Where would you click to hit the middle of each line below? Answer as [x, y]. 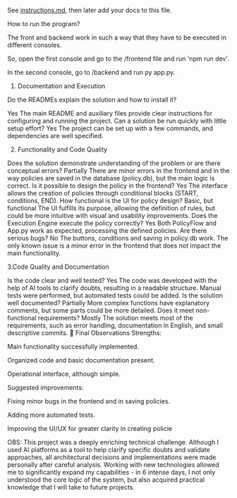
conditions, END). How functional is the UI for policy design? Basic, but [110, 201]
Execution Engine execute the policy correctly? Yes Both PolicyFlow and [112, 223]
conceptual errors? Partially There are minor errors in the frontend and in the [119, 171]
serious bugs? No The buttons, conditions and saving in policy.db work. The [118, 238]
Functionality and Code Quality [62, 150]
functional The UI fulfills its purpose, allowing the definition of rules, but [111, 208]
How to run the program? [44, 24]
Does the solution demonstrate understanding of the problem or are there [114, 163]
